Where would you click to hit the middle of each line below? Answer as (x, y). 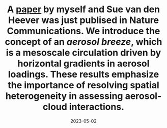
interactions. (96, 107)
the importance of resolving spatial (83, 85)
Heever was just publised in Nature (83, 20)
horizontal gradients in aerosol (83, 63)
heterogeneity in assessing (64, 96)
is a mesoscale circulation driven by (83, 53)
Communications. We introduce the (83, 31)
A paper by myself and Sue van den (83, 9)
